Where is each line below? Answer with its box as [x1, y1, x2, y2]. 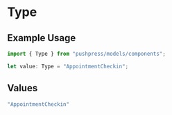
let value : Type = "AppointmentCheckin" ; [7, 63, 129, 70]
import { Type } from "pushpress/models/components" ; [7, 50, 166, 57]
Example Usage [7, 32, 76, 44]
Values [7, 82, 38, 94]
